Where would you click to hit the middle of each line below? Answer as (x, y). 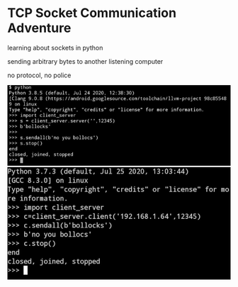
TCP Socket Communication (92, 13)
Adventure (39, 28)
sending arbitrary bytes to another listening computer (85, 61)
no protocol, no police (39, 75)
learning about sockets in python (55, 47)
